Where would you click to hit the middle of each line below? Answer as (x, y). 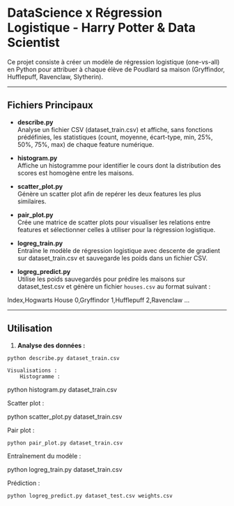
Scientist (34, 43)
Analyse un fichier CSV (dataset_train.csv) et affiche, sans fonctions (115, 129)
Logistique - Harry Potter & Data (102, 28)
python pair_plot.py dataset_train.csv (65, 443)
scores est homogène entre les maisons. (76, 173)
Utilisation (30, 329)
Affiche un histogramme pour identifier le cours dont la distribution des (119, 165)
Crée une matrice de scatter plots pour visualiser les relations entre (114, 222)
